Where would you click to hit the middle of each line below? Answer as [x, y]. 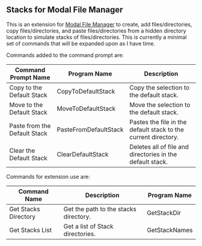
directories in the [153, 154]
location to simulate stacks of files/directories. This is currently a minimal [97, 37]
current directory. [154, 137]
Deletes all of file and [159, 146]
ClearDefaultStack [83, 154]
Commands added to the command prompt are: [65, 55]
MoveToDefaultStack [86, 109]
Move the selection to [160, 104]
